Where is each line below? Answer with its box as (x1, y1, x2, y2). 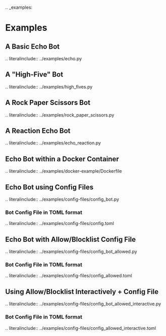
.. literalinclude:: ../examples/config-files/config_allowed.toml (5, 273, 132, 279)
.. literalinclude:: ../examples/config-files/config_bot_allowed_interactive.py (5, 301, 161, 307)
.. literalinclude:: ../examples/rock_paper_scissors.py (5, 111, 115, 118)
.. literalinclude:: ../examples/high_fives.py (5, 84, 93, 90)
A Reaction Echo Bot (5, 127, 71, 135)
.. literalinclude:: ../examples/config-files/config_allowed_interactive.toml (5, 325, 156, 331)
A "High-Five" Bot (5, 70, 64, 79)
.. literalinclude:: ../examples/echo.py (5, 56, 82, 61)
